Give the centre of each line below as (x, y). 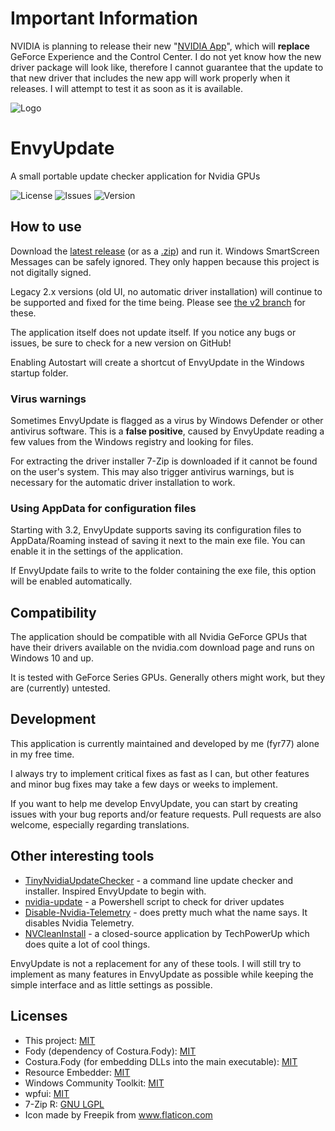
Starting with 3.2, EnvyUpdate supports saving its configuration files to (156, 530)
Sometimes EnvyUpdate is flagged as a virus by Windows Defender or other (167, 420)
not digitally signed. (51, 272)
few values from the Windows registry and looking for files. (132, 441)
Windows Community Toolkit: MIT (94, 1083)
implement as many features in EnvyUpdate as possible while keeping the (162, 974)
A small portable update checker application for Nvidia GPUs (135, 176)
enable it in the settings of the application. (97, 551)
